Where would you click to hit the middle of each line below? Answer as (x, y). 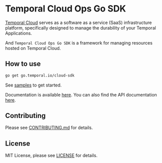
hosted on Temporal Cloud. (33, 48)
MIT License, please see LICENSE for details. (51, 155)
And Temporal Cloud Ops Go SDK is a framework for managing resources (79, 42)
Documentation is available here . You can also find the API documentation (81, 94)
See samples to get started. (33, 85)
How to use (23, 64)
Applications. (19, 33)
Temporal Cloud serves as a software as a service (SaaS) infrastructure (79, 22)
